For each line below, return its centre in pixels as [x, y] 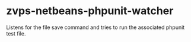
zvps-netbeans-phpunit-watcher [90, 11]
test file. [16, 33]
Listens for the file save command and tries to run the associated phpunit [95, 27]
